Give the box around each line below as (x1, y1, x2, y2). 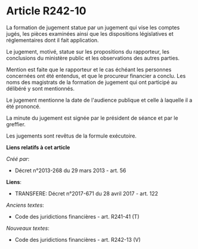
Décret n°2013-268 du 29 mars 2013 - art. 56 (14, 167, 126, 174)
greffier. (6, 120, 26, 127)
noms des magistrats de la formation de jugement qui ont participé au (6, 79, 178, 86)
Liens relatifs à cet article (6, 144, 70, 151)
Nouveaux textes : (6, 225, 49, 232)
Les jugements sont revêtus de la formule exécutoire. (6, 132, 137, 139)
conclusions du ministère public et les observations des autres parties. (6, 54, 180, 61)
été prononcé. (6, 102, 41, 110)
